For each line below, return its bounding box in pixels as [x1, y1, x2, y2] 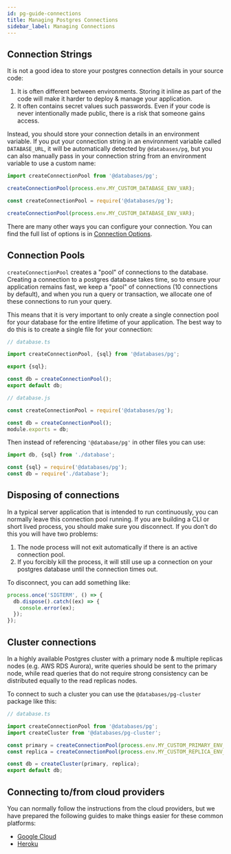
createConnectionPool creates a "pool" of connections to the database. [7, 268, 208, 276]
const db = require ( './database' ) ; [7, 470, 109, 477]
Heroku [16, 840, 38, 848]
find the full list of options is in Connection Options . [7, 229, 153, 238]
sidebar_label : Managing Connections [7, 23, 115, 30]
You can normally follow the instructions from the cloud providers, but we [7, 804, 215, 813]
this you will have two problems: [7, 530, 98, 538]
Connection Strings [7, 48, 93, 60]
